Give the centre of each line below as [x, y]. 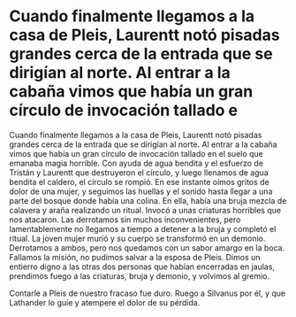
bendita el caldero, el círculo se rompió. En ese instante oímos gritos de [139, 182]
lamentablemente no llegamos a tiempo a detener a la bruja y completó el [143, 228]
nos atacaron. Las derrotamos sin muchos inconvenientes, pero [125, 220]
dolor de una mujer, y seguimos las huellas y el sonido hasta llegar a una [141, 191]
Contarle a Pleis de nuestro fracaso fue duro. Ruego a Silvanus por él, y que [148, 293]
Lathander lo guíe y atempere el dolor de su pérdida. [105, 302]
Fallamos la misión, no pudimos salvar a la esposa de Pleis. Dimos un [135, 257]
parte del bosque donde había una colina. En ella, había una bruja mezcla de [148, 200]
